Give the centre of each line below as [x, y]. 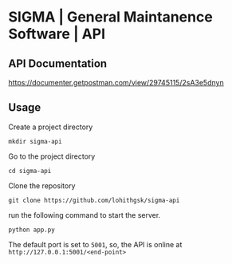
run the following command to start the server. [85, 215]
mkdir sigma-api [35, 141]
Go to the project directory [52, 156]
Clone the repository [42, 185]
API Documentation [58, 63]
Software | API [57, 34]
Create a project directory [51, 127]
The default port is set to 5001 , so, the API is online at [95, 244]
